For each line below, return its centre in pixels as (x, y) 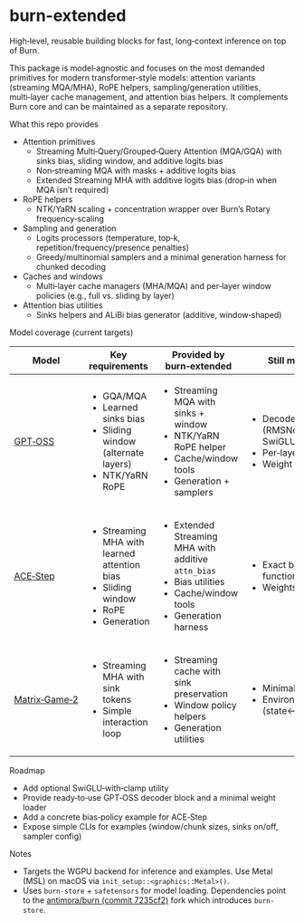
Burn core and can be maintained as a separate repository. (119, 106)
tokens (117, 699)
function (280, 576)
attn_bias (195, 571)
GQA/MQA (125, 396)
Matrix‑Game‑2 (46, 699)
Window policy (205, 705)
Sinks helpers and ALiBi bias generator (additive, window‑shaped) (159, 314)
